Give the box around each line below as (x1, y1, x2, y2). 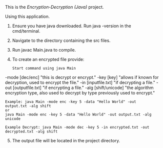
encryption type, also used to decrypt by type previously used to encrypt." (5, 90, 155, 95)
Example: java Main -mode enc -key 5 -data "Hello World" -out (5, 99, 137, 104)
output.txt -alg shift (5, 104, 51, 109)
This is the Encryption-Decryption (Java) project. (5, 4, 104, 10)
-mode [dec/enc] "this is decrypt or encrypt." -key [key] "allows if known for (5, 74, 159, 80)
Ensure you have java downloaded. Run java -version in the (12, 23, 131, 29)
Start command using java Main (12, 66, 76, 71)
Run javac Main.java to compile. (12, 47, 76, 53)
